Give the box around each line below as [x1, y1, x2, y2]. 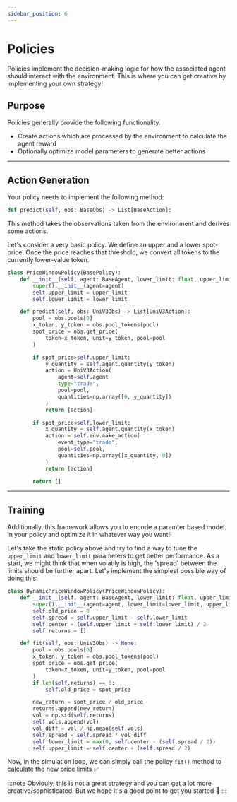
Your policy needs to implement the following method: [7, 193, 164, 201]
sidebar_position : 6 [7, 10, 68, 18]
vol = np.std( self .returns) [32, 712, 115, 719]
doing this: [7, 574, 38, 583]
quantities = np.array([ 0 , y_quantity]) [57, 393, 172, 400]
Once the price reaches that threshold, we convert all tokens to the [25, 248, 220, 256]
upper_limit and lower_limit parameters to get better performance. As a [7, 552, 220, 560]
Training [7, 504, 45, 516]
